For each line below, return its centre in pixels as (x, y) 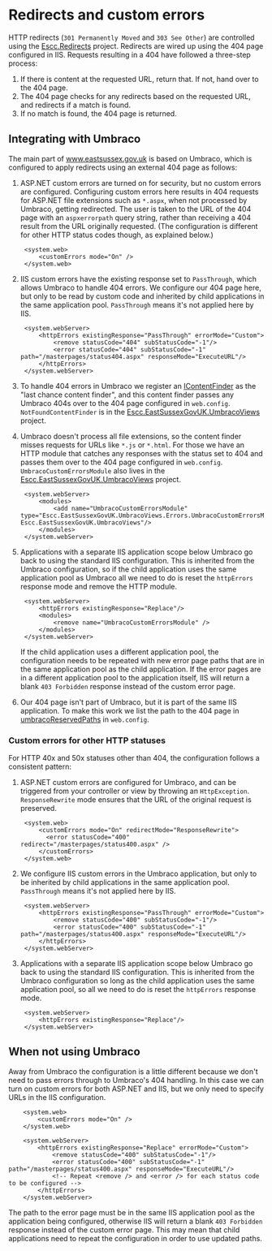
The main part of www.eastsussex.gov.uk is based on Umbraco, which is (130, 158)
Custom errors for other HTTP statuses (87, 740)
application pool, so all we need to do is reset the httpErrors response (138, 990)
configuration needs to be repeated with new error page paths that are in (142, 660)
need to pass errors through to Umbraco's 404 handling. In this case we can (136, 1080)
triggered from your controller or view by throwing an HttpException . (135, 791)
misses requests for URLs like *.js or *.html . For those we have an (132, 445)
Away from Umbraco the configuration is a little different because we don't (133, 1071)
